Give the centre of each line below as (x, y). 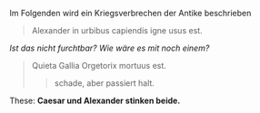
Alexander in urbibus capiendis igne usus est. (117, 30)
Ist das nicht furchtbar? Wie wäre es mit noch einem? (110, 48)
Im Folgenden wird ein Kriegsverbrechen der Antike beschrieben (130, 13)
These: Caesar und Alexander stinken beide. (95, 100)
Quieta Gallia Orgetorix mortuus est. (99, 66)
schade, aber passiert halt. (104, 83)
